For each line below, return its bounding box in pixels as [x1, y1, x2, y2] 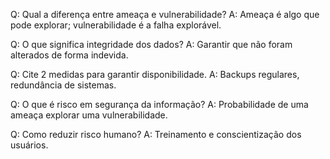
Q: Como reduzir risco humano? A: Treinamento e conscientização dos [10, 129, 302, 140]
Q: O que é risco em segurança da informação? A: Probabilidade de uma [10, 99, 309, 110]
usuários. [10, 139, 49, 151]
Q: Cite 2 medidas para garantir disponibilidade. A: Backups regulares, [10, 69, 300, 80]
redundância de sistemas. [10, 79, 117, 91]
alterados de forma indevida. [10, 49, 129, 61]
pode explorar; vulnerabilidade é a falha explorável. [10, 19, 222, 31]
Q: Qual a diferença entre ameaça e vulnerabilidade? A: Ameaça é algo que [10, 9, 320, 20]
